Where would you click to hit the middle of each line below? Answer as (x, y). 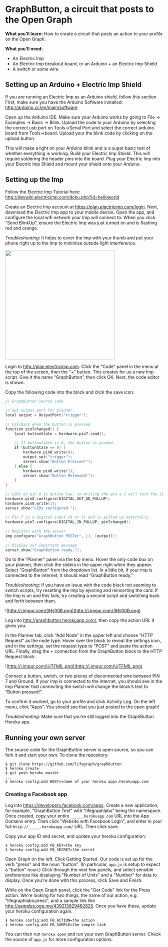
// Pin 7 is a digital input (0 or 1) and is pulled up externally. (78, 517)
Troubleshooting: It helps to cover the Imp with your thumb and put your (79, 237)
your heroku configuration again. (39, 911)
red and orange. (22, 228)
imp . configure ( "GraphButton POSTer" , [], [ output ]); (61, 536)
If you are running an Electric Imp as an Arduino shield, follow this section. (81, 96)
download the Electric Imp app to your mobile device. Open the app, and (80, 212)
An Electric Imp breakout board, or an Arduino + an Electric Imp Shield (85, 63)
